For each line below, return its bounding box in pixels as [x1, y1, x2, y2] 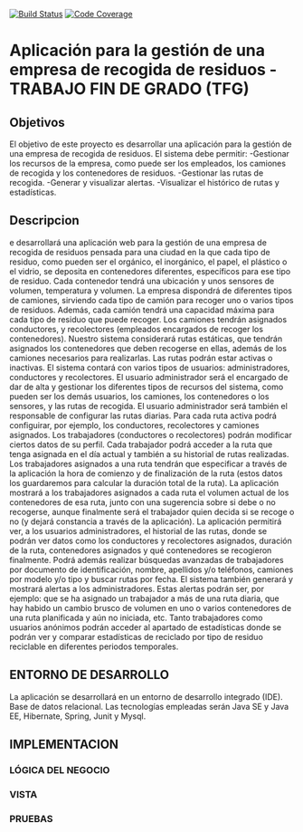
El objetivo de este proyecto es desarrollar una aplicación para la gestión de [9, 139, 292, 149]
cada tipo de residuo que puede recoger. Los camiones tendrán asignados [9, 313, 288, 325]
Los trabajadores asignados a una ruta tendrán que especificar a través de [9, 458, 288, 469]
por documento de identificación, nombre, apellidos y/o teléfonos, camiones [9, 564, 294, 575]
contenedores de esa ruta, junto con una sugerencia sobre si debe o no [9, 496, 276, 507]
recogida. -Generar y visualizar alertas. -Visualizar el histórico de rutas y [9, 177, 280, 187]
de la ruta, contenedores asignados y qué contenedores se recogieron [9, 544, 272, 556]
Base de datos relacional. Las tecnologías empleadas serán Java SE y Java [9, 701, 289, 712]
